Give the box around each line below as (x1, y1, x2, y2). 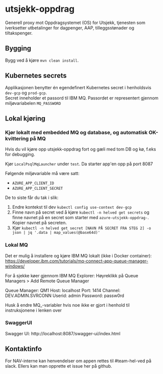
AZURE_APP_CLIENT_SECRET (12, 186, 63, 191)
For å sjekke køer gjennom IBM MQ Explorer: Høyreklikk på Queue (5, 273, 139, 278)
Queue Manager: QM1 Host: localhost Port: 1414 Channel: (5, 287, 121, 293)
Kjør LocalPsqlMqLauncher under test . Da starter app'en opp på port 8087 (5, 161, 153, 167)
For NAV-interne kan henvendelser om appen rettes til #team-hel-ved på (5, 358, 152, 364)
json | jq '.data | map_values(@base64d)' (12, 230, 100, 235)
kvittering (5, 135, 29, 142)
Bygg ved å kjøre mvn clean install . (5, 57, 79, 63)
